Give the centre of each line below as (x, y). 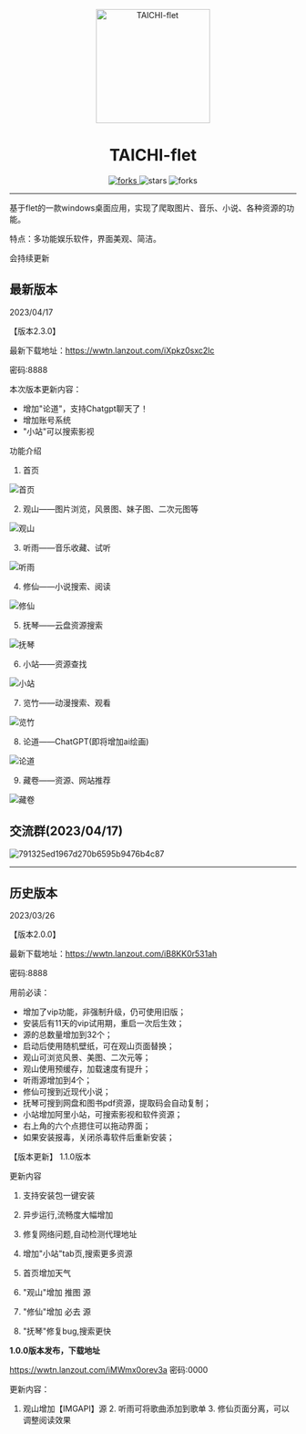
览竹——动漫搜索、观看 (66, 702)
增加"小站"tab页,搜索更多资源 (77, 1253)
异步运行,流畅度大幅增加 (68, 1215)
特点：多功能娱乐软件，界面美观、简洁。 (85, 238)
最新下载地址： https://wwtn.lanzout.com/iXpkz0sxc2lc (112, 350)
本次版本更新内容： (46, 389)
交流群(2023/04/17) (66, 831)
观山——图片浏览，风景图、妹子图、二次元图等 (110, 509)
